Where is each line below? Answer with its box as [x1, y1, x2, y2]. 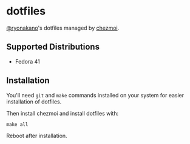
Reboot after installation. [6, 132, 68, 139]
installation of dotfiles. [6, 98, 62, 105]
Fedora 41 [15, 57, 41, 65]
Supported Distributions [6, 42, 100, 52]
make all [6, 121, 29, 128]
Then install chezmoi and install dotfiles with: [6, 110, 119, 117]
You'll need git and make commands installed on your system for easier [6, 91, 185, 99]
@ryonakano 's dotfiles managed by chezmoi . [6, 24, 120, 31]
